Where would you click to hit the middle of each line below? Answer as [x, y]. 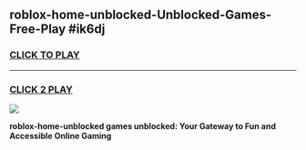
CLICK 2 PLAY [41, 89]
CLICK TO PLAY [45, 55]
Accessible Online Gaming [61, 135]
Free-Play [38, 30]
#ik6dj [87, 30]
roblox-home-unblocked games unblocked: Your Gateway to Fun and [143, 125]
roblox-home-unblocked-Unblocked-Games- [140, 15]
